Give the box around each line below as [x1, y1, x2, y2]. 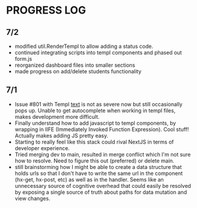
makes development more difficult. [14, 113, 100, 120]
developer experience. [14, 144, 70, 151]
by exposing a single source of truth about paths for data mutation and [14, 188, 188, 196]
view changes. [14, 194, 50, 201]
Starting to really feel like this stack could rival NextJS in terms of [14, 138, 174, 145]
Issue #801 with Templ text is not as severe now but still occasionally [14, 100, 183, 108]
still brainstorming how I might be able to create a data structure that [14, 163, 182, 170]
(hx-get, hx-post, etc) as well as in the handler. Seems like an [14, 175, 164, 183]
